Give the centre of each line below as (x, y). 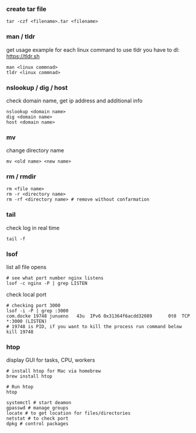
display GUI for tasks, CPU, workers (51, 360)
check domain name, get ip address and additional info (74, 101)
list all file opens (27, 267)
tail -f (16, 239)
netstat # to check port (37, 419)
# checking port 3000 (33, 306)
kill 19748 (20, 332)
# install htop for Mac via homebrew (54, 371)
